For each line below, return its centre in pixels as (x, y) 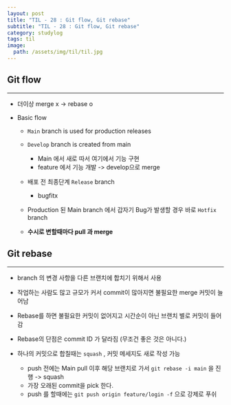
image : (16, 45)
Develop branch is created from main (79, 144)
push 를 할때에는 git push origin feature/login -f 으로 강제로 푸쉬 (122, 394)
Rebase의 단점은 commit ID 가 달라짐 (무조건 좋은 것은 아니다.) (102, 339)
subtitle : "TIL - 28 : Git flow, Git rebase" (73, 26)
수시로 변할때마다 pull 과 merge (70, 231)
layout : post (26, 13)
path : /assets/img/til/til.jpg (58, 52)
